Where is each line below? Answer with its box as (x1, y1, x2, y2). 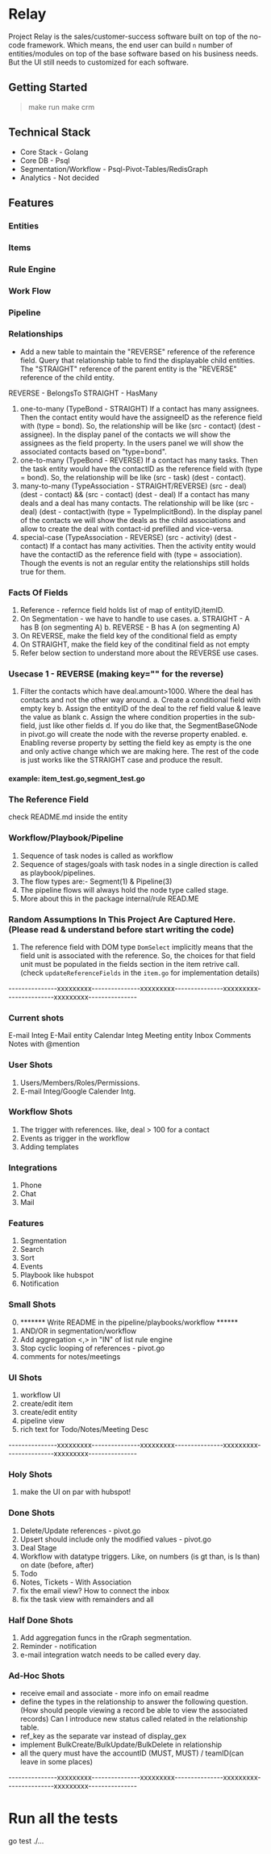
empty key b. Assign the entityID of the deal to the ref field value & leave (19, 704, 261, 714)
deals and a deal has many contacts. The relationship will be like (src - (19, 498, 254, 508)
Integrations (8, 1161, 58, 1173)
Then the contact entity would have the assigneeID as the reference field (19, 412, 263, 422)
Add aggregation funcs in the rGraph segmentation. (19, 1632, 192, 1643)
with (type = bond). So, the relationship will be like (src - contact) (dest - (19, 421, 261, 430)
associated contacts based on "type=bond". (19, 446, 167, 456)
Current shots (8, 1012, 65, 1023)
